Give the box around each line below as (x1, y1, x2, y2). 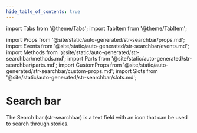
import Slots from (116, 67, 158, 74)
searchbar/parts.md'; (6, 61, 58, 68)
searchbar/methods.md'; (6, 55, 67, 62)
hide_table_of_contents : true (6, 8, 81, 15)
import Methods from (6, 48, 58, 56)
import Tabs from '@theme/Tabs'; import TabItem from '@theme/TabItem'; (6, 25, 188, 32)
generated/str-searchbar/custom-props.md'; (6, 67, 115, 74)
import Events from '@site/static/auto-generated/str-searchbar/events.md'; (6, 42, 190, 49)
